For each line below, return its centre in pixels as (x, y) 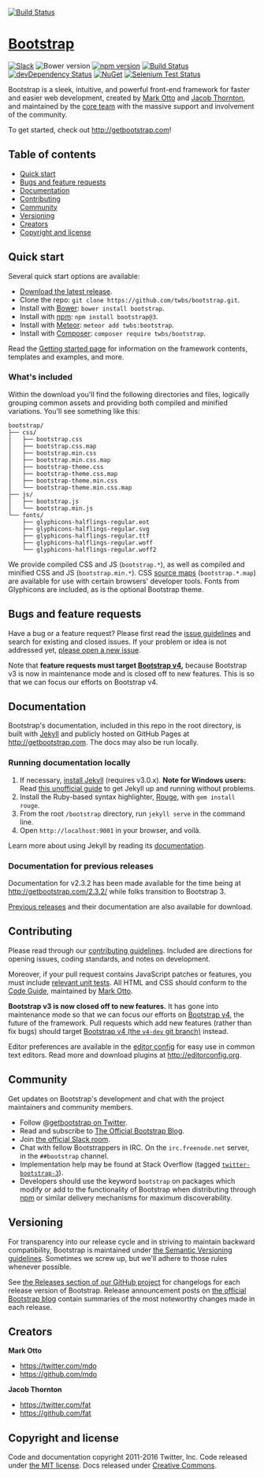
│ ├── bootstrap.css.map (52, 446)
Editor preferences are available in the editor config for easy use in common (132, 1046)
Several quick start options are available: (74, 276)
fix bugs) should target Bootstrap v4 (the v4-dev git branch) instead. (118, 1031)
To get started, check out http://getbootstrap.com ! (90, 129)
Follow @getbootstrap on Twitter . (73, 1122)
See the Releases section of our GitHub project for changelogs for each (124, 1282)
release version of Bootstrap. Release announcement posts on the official (127, 1290)
